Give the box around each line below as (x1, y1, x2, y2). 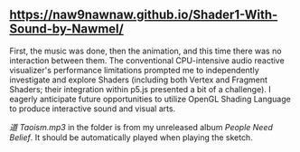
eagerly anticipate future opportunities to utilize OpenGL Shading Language (9, 93, 291, 104)
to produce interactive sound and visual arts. (9, 103, 176, 114)
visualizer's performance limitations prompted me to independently (9, 64, 259, 75)
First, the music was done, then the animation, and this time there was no (9, 45, 282, 56)
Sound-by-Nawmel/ (9, 22, 124, 37)
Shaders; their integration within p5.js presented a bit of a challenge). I (9, 83, 271, 94)
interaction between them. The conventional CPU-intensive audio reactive (9, 54, 285, 66)
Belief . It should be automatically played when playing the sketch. (9, 131, 253, 143)
